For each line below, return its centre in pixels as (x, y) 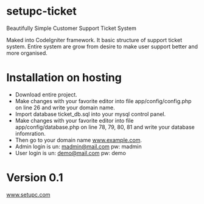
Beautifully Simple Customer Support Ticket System (72, 28)
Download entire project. (46, 94)
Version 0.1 (35, 178)
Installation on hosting (64, 78)
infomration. (30, 133)
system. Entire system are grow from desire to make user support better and (102, 46)
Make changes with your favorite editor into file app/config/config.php (103, 101)
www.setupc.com (28, 194)
